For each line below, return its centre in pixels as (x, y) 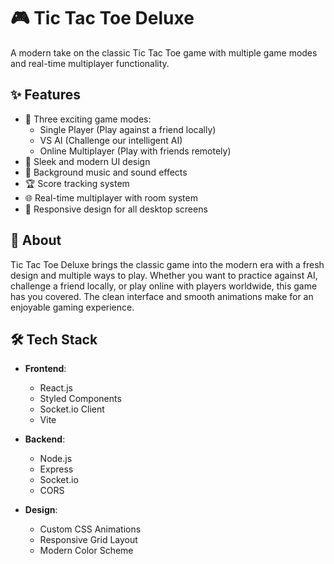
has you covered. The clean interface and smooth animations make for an (162, 296)
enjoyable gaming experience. (72, 307)
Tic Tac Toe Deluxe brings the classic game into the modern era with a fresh (167, 264)
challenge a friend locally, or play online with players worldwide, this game (164, 286)
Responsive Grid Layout (88, 540)
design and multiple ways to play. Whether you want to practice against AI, (164, 275)
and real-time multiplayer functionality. (90, 63)
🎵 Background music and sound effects (106, 172)
